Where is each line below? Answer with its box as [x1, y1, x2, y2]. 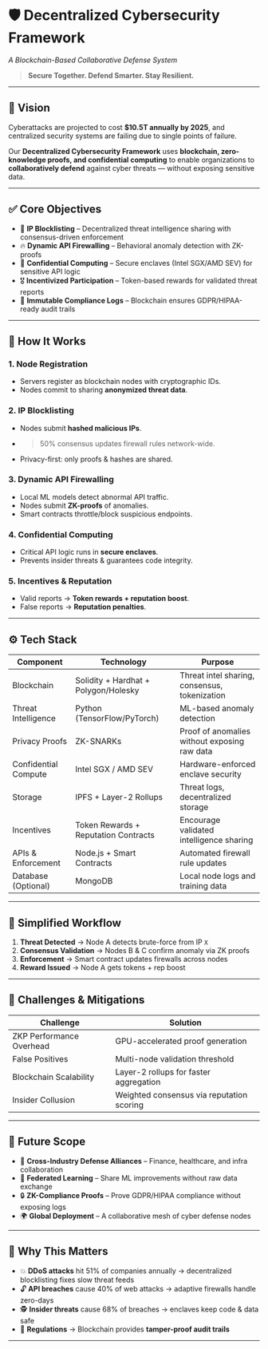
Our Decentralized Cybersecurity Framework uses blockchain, [8, 146, 220, 156]
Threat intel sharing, [179, 670, 255, 681]
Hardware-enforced [179, 759, 256, 770]
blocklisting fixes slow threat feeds [19, 1275, 135, 1284]
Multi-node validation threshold [115, 1053, 235, 1064]
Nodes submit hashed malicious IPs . [19, 423, 142, 433]
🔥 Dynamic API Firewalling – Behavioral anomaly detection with [19, 240, 231, 250]
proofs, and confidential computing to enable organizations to [47, 155, 255, 164]
